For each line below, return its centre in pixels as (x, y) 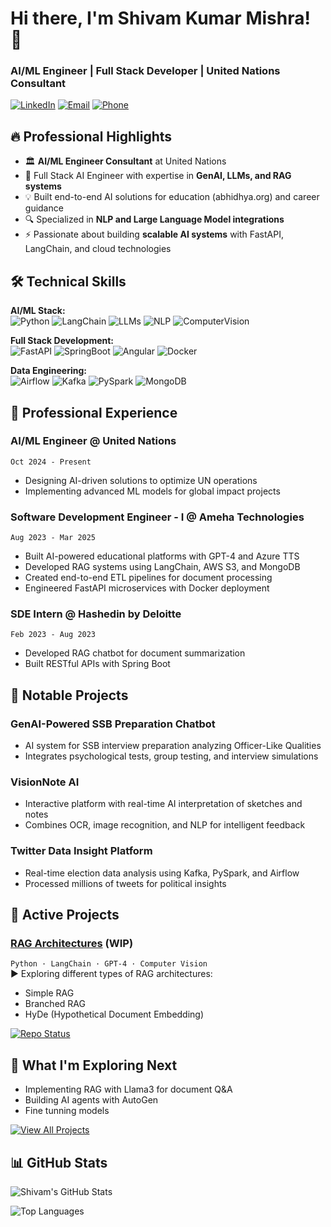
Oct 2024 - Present (51, 462)
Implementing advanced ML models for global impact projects (152, 491)
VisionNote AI (45, 782)
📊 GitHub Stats (59, 1162)
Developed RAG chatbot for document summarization (135, 653)
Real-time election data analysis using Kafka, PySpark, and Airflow (162, 873)
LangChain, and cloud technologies (98, 249)
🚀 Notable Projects (69, 695)
